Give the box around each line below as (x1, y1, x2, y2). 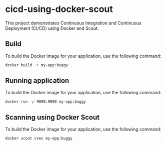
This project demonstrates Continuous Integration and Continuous (5, 20, 141, 26)
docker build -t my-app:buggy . (5, 62, 72, 68)
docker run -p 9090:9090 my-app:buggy (5, 99, 86, 104)
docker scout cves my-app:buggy (5, 136, 72, 141)
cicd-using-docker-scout (5, 3, 113, 15)
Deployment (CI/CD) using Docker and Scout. (5, 25, 99, 31)
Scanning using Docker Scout (5, 113, 100, 122)
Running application (5, 76, 69, 85)
